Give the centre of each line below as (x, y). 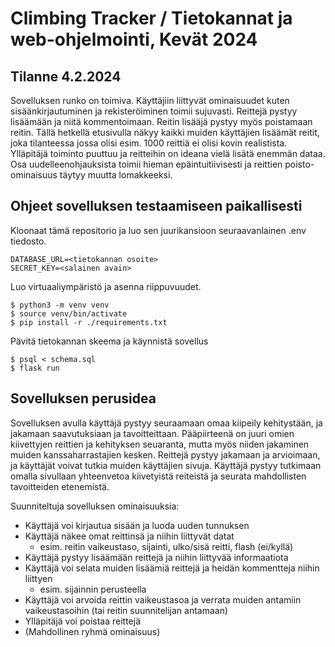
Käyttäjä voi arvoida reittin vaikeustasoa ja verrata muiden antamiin (163, 599)
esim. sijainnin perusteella (93, 589)
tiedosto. (28, 241)
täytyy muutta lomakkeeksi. (116, 175)
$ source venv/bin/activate (69, 313)
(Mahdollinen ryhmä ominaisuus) (92, 631)
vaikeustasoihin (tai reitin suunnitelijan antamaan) (126, 610)
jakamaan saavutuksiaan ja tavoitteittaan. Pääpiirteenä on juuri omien (152, 433)
